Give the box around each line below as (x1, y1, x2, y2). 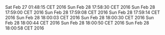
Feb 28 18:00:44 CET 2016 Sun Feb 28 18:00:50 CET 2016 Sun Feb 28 (5, 20, 150, 26)
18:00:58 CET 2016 (5, 25, 44, 31)
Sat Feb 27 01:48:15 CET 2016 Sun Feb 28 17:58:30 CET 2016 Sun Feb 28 (5, 4, 156, 10)
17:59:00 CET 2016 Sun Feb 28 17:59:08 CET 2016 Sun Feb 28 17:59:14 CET (5, 9, 161, 15)
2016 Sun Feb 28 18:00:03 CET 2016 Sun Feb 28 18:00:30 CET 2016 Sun (5, 15, 154, 20)
